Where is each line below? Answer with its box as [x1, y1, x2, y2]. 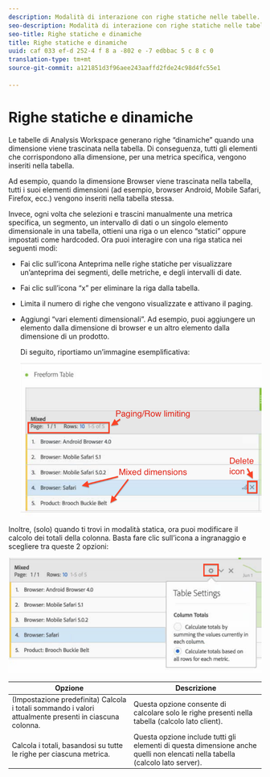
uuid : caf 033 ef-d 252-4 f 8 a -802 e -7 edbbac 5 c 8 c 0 [8, 47, 215, 56]
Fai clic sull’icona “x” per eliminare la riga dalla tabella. [19, 283, 200, 293]
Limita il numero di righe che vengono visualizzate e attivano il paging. [19, 298, 253, 308]
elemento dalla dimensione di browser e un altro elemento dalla [19, 322, 231, 332]
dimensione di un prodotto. [19, 331, 110, 341]
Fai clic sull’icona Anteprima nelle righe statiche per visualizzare [19, 259, 232, 268]
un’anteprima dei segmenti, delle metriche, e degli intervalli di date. [19, 267, 243, 277]
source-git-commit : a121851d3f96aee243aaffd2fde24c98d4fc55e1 [8, 64, 221, 73]
